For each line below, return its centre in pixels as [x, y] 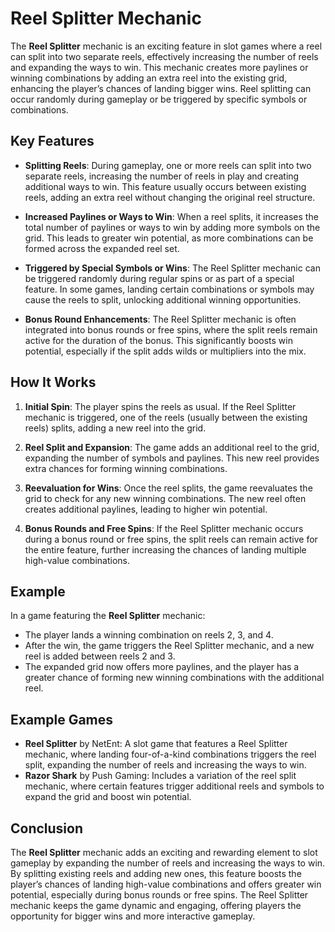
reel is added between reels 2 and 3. [100, 656]
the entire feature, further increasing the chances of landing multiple [165, 549]
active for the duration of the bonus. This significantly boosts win [158, 340]
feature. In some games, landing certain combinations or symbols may [169, 289]
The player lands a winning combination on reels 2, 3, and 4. [149, 635]
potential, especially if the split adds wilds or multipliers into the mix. [165, 351]
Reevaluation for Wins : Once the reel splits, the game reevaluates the [168, 488]
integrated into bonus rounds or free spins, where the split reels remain [171, 329]
